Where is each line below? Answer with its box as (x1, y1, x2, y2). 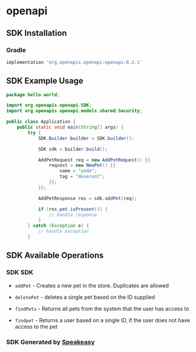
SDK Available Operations (6, 251, 104, 261)
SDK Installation (6, 28, 67, 38)
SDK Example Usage (6, 76, 83, 86)
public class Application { (6, 119, 76, 125)
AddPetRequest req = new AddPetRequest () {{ (38, 157, 151, 163)
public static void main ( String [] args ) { (17, 124, 124, 131)
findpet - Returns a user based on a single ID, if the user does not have (14, 316, 191, 323)
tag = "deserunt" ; (59, 174, 105, 180)
